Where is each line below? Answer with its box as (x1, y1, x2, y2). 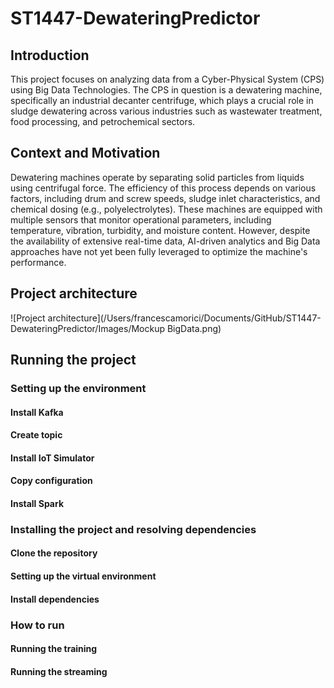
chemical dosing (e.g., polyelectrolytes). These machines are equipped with (10, 203, 323, 215)
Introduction (10, 47, 90, 64)
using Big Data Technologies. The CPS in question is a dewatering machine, (10, 84, 323, 96)
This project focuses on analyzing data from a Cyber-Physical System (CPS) (10, 73, 325, 85)
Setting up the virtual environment (10, 570, 157, 582)
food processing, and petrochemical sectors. (10, 116, 196, 127)
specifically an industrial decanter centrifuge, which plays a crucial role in (10, 95, 314, 106)
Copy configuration (10, 475, 93, 487)
